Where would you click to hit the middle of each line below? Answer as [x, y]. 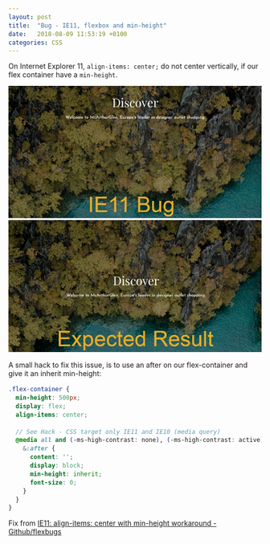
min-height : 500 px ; [48, 398]
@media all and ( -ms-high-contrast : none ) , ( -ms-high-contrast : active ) [140, 440]
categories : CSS [35, 43]
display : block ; [57, 466]
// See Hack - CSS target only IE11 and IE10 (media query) [118, 432]
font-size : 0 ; [53, 482]
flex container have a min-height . [63, 75]
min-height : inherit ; [66, 474]
